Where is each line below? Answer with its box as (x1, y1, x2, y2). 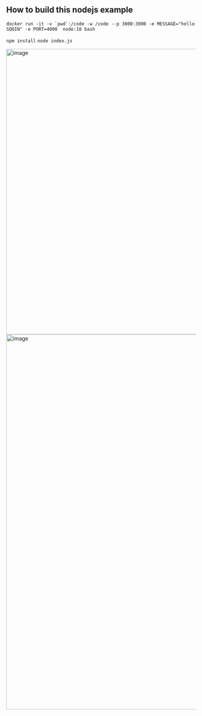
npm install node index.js (6, 37, 73, 44)
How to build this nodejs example (6, 5, 133, 15)
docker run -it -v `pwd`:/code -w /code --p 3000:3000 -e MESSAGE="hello (6, 21, 195, 27)
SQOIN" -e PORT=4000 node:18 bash (6, 26, 96, 32)
